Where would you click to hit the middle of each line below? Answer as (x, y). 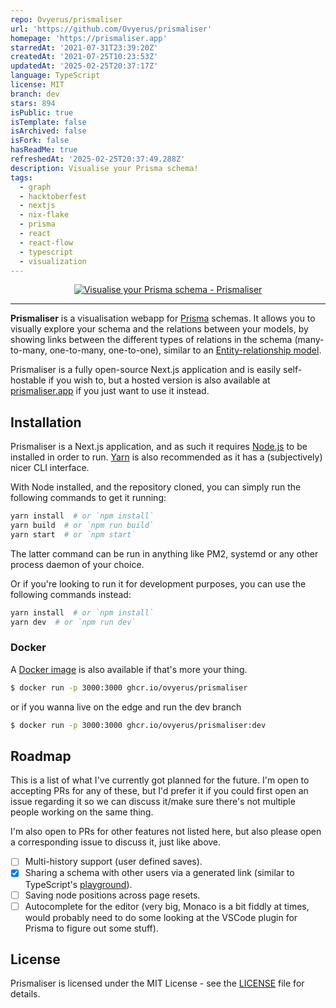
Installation (46, 422)
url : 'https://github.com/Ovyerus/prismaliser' (111, 29)
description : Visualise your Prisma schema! (104, 168)
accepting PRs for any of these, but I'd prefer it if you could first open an (159, 791)
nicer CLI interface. (50, 468)
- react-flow (46, 242)
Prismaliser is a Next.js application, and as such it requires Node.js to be (159, 447)
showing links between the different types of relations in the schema (151, 340)
